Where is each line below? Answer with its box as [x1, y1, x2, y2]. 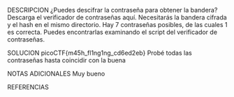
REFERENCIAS [7, 83, 49, 91]
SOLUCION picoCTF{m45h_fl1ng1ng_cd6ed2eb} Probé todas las [7, 48, 192, 57]
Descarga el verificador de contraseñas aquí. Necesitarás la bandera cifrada [7, 13, 227, 21]
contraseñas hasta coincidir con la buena [7, 56, 126, 64]
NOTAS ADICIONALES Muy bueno [7, 69, 105, 78]
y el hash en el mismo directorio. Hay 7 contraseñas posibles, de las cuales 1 [7, 21, 228, 28]
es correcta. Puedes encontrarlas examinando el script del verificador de [7, 28, 218, 36]
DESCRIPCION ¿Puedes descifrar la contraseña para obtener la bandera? [7, 6, 218, 14]
